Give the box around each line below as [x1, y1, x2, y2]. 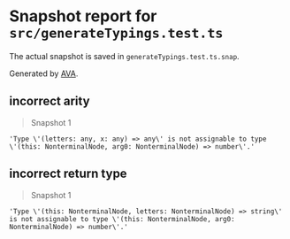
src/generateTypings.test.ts [9, 25, 224, 42]
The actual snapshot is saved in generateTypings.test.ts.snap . [9, 50, 240, 61]
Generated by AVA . [9, 68, 79, 79]
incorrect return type [9, 166, 127, 181]
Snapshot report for [9, 6, 157, 27]
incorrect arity [9, 94, 90, 109]
